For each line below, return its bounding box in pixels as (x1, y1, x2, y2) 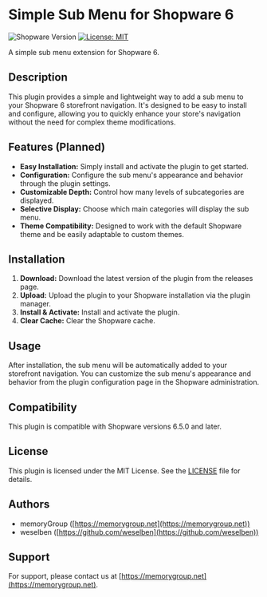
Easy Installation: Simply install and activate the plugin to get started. (19, 161, 249, 171)
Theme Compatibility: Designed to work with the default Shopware (19, 221, 242, 231)
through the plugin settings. (19, 178, 111, 188)
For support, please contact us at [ (8, 571, 122, 581)
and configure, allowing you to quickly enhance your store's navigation (8, 109, 241, 118)
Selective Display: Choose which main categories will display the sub (19, 204, 249, 213)
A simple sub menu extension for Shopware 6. (8, 47, 159, 57)
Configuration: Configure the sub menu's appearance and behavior (19, 170, 243, 180)
